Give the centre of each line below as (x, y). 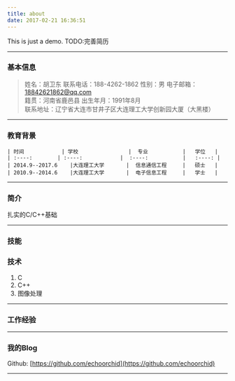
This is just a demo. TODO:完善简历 (58, 41)
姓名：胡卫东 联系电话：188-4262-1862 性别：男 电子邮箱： (111, 84)
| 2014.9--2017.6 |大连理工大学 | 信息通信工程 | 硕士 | (113, 165)
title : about (26, 14)
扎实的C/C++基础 (33, 215)
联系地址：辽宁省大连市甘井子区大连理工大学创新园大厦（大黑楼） (119, 109)
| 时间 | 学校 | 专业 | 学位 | (113, 152)
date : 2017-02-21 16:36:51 (47, 20)
